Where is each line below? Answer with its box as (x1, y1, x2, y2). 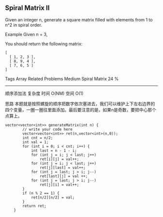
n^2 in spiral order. (5, 22, 42, 28)
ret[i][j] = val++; (39, 157, 79, 162)
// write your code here (22, 127, 73, 132)
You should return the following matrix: (5, 41, 82, 47)
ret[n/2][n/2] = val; (31, 195, 75, 200)
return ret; (22, 203, 47, 208)
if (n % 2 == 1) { (22, 191, 60, 196)
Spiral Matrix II (5, 4, 50, 12)
